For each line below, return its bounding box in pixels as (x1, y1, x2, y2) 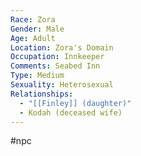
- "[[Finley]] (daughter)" (19, 98, 132, 108)
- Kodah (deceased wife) (19, 107, 123, 118)
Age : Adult (10, 33, 56, 43)
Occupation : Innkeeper (10, 52, 105, 62)
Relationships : (10, 89, 74, 99)
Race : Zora (10, 14, 56, 25)
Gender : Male (10, 24, 65, 34)
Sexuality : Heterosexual (10, 80, 114, 90)
